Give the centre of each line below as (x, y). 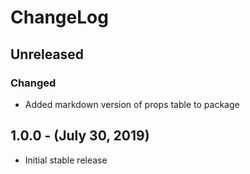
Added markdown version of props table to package (132, 104)
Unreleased (47, 54)
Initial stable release (66, 160)
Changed (33, 83)
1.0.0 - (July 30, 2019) (80, 136)
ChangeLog (59, 17)
